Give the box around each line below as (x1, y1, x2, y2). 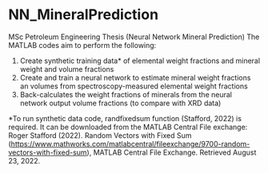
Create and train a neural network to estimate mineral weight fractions (19, 73, 251, 82)
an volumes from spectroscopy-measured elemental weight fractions (19, 81, 248, 91)
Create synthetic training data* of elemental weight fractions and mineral (19, 56, 261, 65)
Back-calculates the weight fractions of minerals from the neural (19, 89, 232, 99)
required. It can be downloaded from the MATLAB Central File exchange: (8, 122, 248, 132)
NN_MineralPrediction (8, 6, 158, 24)
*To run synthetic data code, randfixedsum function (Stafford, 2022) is (8, 113, 242, 123)
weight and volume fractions (19, 64, 114, 73)
